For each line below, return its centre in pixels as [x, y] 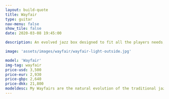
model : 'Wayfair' [23, 60]
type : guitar [19, 19]
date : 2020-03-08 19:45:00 [33, 33]
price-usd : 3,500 [23, 70]
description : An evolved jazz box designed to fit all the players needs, [85, 42]
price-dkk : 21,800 [24, 84]
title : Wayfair [21, 15]
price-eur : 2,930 [23, 74]
